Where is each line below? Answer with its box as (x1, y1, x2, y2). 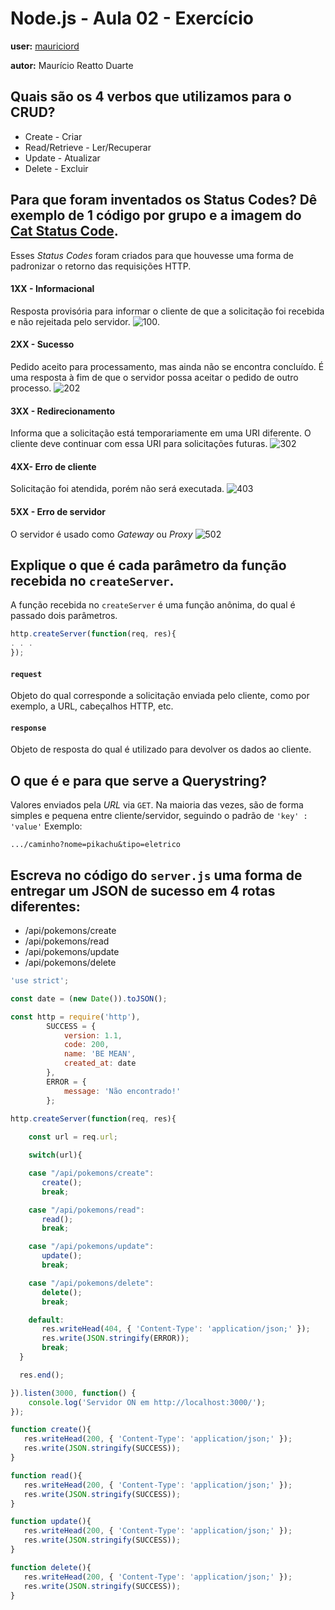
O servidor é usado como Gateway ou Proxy (10, 528, 193, 540)
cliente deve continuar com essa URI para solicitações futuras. (10, 438, 268, 450)
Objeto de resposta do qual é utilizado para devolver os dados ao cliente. (10, 743, 312, 756)
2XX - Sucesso (10, 338, 75, 351)
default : (28, 1315, 65, 1325)
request (10, 669, 43, 679)
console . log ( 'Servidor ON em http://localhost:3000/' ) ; (28, 1397, 267, 1407)
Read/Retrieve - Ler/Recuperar (24, 141, 152, 153)
